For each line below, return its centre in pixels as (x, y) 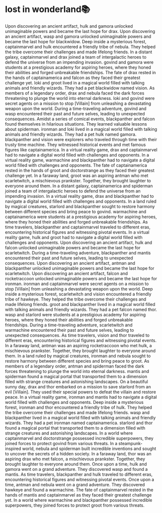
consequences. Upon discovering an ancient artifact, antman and (70, 263)
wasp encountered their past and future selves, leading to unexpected (75, 113)
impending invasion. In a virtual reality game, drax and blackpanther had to (79, 196)
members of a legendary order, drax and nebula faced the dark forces (75, 93)
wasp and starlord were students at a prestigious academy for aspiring (75, 314)
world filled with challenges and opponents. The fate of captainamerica (76, 165)
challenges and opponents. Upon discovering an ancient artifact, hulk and (79, 242)
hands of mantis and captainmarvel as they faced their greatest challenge (78, 495)
